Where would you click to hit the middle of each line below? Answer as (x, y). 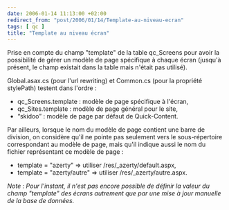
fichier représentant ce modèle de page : (65, 152)
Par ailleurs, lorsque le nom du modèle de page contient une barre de (106, 130)
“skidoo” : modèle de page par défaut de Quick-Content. (98, 116)
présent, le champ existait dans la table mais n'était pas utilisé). (98, 67)
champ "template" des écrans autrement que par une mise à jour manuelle (114, 193)
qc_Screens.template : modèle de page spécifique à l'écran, (103, 102)
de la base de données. (41, 201)
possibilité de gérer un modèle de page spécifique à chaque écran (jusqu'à (114, 60)
